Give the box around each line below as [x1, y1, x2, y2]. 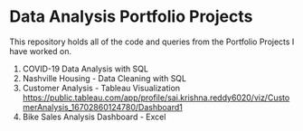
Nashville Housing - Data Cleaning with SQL [22, 72, 187, 83]
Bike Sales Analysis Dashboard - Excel [22, 111, 166, 122]
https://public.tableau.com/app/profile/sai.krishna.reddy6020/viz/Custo [22, 92, 290, 103]
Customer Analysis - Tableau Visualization [22, 82, 181, 93]
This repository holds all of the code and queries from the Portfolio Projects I [9, 36, 295, 47]
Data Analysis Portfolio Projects [9, 6, 253, 27]
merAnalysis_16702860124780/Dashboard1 [22, 101, 183, 112]
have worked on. [9, 45, 72, 56]
